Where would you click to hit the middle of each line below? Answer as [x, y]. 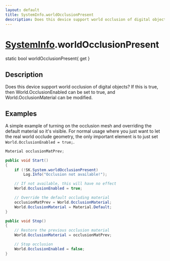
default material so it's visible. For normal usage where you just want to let [83, 131]
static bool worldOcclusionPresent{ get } [48, 58]
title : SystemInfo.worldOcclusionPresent [50, 15]
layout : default [22, 10]
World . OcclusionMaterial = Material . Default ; [63, 207]
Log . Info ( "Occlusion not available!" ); [66, 175]
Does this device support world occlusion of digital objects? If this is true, [82, 87]
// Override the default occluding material [62, 198]
